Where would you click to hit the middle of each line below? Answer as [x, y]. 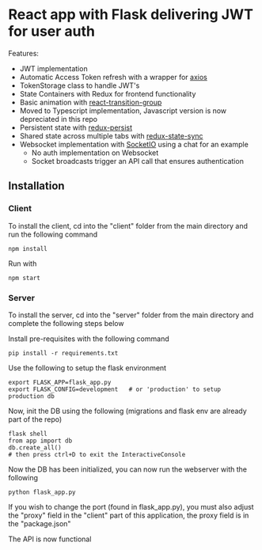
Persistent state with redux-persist [76, 127]
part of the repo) [35, 419]
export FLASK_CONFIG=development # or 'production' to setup [115, 389]
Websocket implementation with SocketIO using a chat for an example [134, 144]
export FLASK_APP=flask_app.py [60, 382]
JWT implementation [54, 68]
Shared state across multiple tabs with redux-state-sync [111, 135]
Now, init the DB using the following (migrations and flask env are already [127, 411]
